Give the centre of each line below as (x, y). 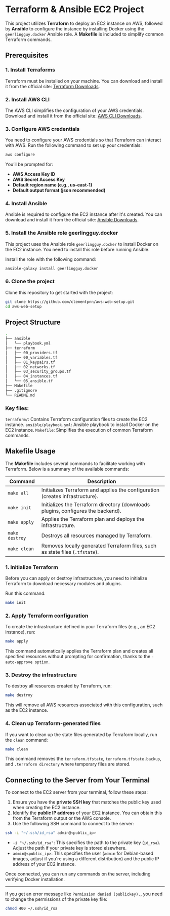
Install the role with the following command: (51, 259)
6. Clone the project (30, 281)
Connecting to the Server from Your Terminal (78, 780)
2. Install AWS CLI (27, 99)
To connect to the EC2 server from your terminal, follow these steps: (77, 792)
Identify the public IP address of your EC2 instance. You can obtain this (87, 813)
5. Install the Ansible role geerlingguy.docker (62, 233)
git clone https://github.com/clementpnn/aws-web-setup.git (70, 302)
